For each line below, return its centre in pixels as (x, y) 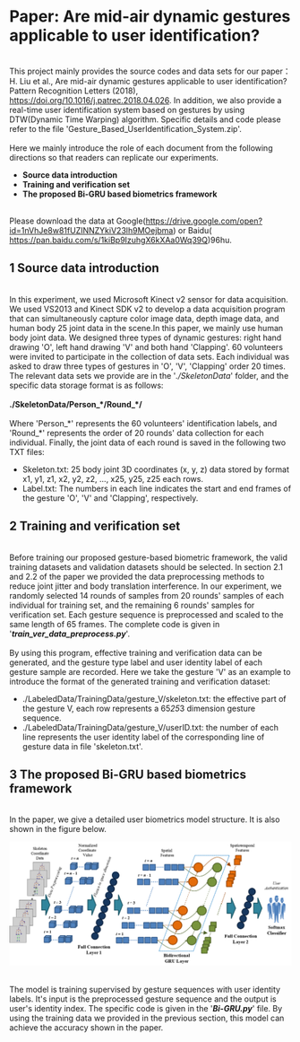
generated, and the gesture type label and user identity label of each (136, 662)
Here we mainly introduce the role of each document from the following (141, 148)
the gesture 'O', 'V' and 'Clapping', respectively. (110, 498)
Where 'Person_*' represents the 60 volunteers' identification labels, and (143, 423)
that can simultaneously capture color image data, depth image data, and (144, 318)
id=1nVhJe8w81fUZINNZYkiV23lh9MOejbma (91, 230)
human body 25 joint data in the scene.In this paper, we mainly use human (146, 328)
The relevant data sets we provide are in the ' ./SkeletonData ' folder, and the (149, 375)
